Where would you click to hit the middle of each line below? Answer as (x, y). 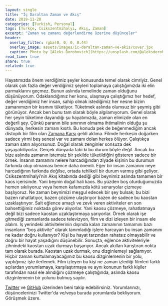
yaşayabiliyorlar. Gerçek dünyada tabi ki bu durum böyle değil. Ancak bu (79, 150)
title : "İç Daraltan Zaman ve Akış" (43, 15)
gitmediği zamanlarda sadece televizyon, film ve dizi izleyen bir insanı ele (80, 219)
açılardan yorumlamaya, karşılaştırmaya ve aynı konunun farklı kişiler (76, 267)
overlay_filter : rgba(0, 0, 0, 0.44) (49, 43)
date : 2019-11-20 (23, 19)
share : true (17, 61)
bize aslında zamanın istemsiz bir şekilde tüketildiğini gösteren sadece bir (81, 155)
